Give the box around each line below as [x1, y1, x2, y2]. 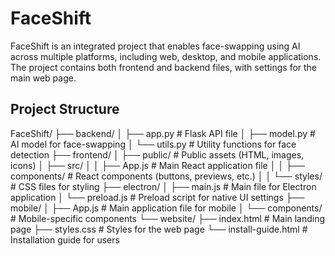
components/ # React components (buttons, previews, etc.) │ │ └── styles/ [10, 170, 323, 182]
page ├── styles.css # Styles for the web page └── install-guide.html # [10, 223, 308, 235]
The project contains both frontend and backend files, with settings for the [10, 61, 318, 73]
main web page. [10, 72, 77, 84]
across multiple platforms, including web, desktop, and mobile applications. [10, 50, 322, 62]
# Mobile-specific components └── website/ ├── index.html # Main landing [10, 212, 326, 224]
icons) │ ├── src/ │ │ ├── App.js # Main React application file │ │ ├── [10, 159, 305, 171]
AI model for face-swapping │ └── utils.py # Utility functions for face [10, 138, 297, 150]
